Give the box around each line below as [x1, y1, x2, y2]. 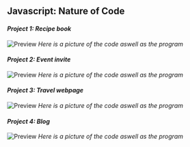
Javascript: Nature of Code [7, 5, 125, 17]
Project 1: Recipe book [7, 24, 72, 33]
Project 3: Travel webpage [7, 86, 84, 94]
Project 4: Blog [7, 117, 50, 125]
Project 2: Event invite [7, 55, 71, 64]
